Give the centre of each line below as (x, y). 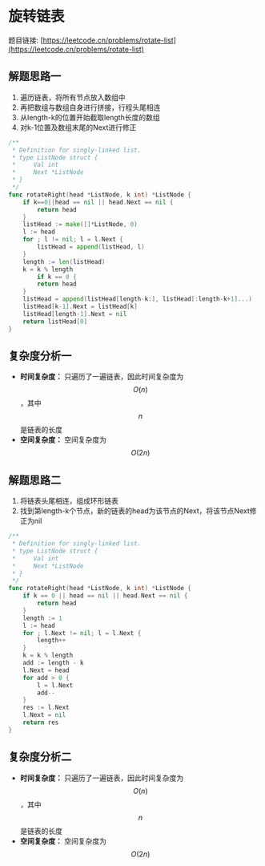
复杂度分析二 (40, 757)
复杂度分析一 (40, 356)
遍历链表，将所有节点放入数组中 (72, 97)
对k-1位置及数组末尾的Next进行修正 (78, 127)
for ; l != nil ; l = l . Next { (73, 240)
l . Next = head (46, 670)
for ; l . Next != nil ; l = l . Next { (82, 633)
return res (41, 722)
